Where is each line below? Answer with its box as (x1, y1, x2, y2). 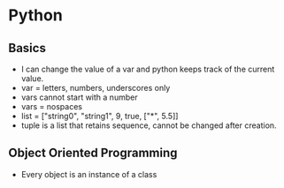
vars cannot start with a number (20, 92, 138, 102)
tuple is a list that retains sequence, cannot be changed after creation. (20, 120, 277, 131)
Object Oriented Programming (8, 146, 178, 161)
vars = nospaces (20, 102, 83, 111)
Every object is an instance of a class (20, 169, 157, 179)
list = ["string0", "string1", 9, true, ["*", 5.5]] (20, 111, 179, 121)
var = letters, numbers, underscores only (20, 83, 171, 93)
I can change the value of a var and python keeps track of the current (20, 64, 275, 74)
